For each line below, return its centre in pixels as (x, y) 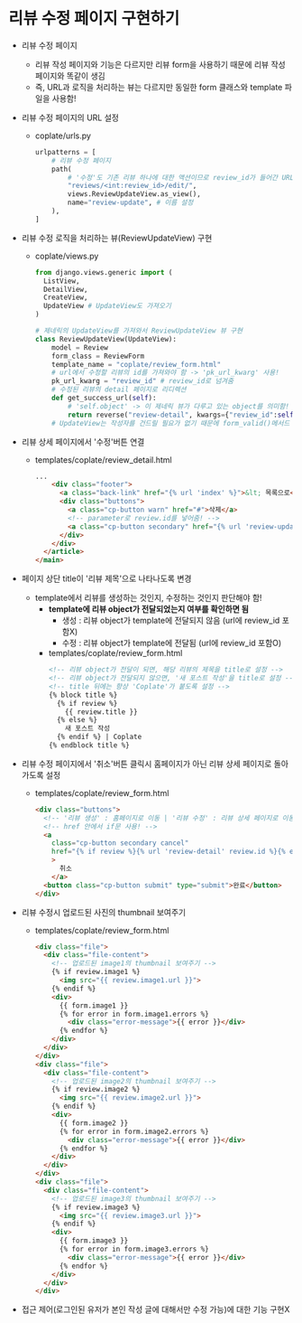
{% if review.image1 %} (96, 972)
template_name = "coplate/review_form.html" (137, 364)
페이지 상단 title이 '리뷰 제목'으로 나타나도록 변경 (106, 578)
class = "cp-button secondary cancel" (120, 843)
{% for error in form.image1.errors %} (134, 1014)
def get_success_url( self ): (104, 399)
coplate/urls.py (63, 136)
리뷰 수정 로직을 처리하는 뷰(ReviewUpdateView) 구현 (117, 238)
